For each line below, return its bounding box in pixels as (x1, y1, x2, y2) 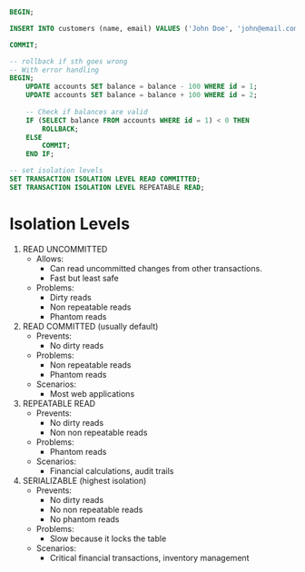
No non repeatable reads (49, 504, 143, 515)
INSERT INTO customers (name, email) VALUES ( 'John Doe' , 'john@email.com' (9, 24, 302, 33)
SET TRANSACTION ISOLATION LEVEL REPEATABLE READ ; (9, 182, 205, 192)
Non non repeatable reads (49, 427, 148, 438)
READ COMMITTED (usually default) (22, 321, 159, 331)
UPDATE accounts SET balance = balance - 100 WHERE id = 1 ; (25, 82, 258, 92)
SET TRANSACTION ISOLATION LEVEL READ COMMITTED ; (9, 174, 202, 183)
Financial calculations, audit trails (49, 465, 174, 476)
